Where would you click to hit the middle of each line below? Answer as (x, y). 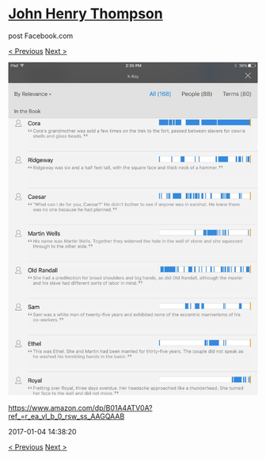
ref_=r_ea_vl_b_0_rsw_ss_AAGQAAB (66, 416)
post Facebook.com (41, 36)
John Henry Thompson (86, 14)
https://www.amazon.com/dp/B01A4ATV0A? (80, 407)
